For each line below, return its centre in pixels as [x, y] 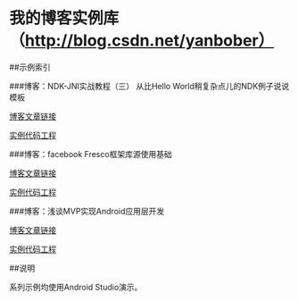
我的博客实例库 [64, 18]
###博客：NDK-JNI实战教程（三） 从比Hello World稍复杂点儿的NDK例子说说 [149, 86]
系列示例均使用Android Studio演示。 [76, 287]
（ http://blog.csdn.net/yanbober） [142, 41]
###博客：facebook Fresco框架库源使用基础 [91, 154]
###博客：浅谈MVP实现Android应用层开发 [87, 211]
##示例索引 [30, 67]
